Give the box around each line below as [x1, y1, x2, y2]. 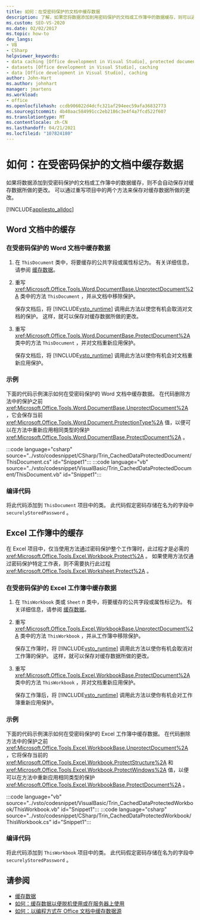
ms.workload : [6, 92, 39, 98]
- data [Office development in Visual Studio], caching [6, 70, 148, 76]
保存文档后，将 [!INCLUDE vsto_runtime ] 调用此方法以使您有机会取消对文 [14, 305, 193, 312]
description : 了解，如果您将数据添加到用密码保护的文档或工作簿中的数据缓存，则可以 [6, 14, 192, 20]
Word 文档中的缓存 [6, 225, 76, 235]
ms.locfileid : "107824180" [6, 130, 73, 137]
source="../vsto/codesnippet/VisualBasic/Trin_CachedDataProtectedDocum [6, 464, 192, 471]
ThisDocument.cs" [6, 458, 52, 465]
